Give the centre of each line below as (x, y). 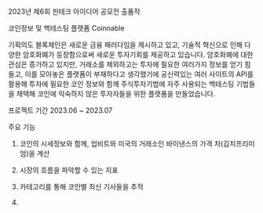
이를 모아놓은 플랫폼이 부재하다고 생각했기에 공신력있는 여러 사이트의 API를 (139, 74)
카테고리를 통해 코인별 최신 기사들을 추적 (81, 187)
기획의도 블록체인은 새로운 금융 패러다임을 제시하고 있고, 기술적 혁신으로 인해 (126, 45)
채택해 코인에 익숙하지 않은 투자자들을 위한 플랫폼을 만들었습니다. (116, 94)
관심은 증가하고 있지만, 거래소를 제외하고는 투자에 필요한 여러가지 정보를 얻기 (126, 64)
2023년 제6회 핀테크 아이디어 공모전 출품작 (75, 11)
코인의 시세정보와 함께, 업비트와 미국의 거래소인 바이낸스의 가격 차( (121, 144)
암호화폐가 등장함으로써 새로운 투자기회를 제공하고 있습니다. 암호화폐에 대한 (138, 54)
